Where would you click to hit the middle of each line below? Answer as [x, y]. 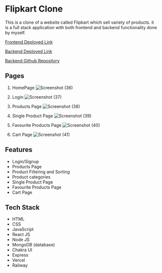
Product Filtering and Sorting [41, 172]
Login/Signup [25, 161]
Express [20, 255]
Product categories [31, 177]
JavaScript [23, 229]
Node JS [21, 240]
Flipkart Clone [34, 9]
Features [19, 150]
